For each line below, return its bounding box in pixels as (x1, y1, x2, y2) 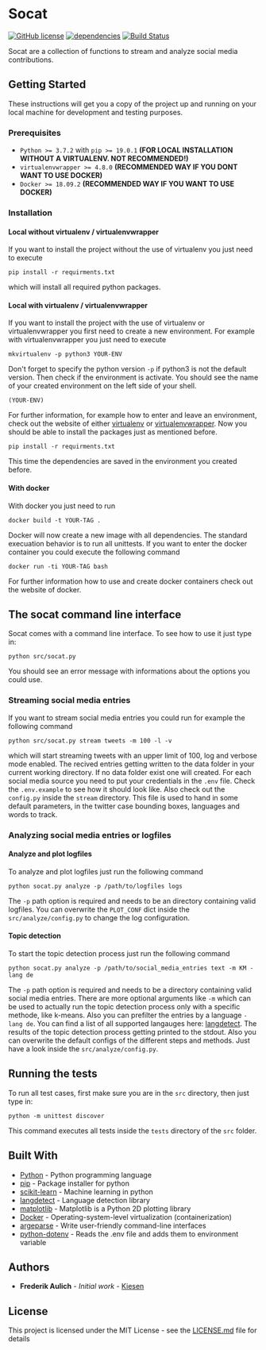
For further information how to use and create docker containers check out (8, 577, 253, 586)
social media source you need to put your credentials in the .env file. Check (8, 776, 256, 785)
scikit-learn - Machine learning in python (19, 1186, 153, 1196)
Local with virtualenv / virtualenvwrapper (8, 300, 148, 310)
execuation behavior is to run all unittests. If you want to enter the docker (8, 538, 248, 548)
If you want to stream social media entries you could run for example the (8, 712, 245, 723)
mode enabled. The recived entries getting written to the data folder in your (8, 759, 255, 769)
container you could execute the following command (8, 547, 180, 557)
